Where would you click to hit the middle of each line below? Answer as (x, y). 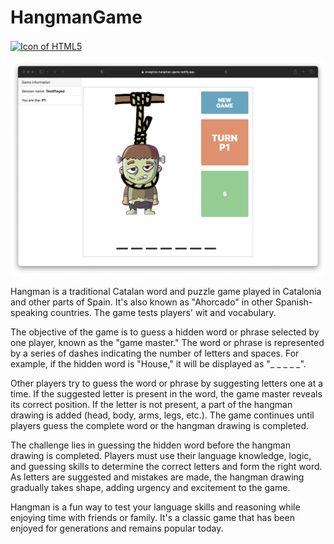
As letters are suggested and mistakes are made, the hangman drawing (157, 477)
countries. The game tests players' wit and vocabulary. (163, 312)
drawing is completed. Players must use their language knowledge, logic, (161, 455)
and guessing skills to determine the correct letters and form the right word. (166, 466)
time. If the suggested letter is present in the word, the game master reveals (166, 393)
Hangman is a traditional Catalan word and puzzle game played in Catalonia (166, 291)
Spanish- (294, 302)
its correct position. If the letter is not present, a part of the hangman (151, 404)
